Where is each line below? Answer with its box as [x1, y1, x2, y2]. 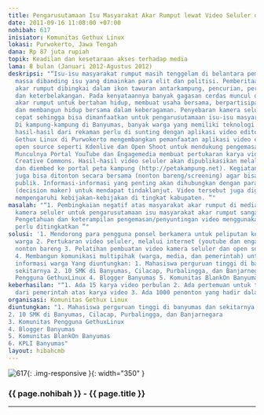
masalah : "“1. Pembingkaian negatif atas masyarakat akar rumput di [8, 201, 237, 209]
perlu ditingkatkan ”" [15, 223, 90, 231]
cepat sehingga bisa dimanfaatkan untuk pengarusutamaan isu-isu [15, 114, 234, 122]
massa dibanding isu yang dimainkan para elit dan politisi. [15, 77, 220, 85]
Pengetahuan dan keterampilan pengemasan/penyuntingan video [15, 216, 220, 224]
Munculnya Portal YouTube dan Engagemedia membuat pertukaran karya [15, 150, 244, 158]
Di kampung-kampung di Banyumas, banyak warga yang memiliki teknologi [15, 121, 255, 129]
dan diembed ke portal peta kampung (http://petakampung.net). [15, 165, 226, 173]
